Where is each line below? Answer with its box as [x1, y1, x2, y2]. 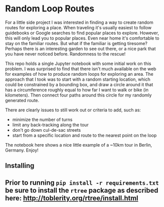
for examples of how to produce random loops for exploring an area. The [5, 71, 154, 77]
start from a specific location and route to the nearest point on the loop [12, 132, 157, 138]
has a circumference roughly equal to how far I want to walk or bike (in [5, 87, 149, 93]
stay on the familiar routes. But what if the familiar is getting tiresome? [5, 40, 148, 46]
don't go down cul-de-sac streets [12, 127, 81, 133]
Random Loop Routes [5, 3, 95, 14]
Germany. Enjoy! [5, 147, 39, 153]
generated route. [5, 97, 40, 103]
